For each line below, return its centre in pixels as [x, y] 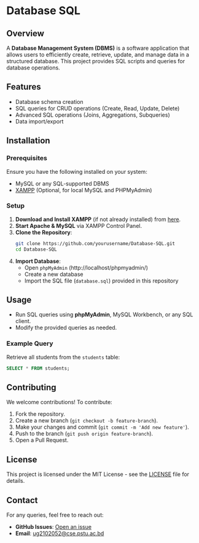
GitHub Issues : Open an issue [53, 526]
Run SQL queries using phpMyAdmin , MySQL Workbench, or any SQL [104, 314]
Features [24, 87]
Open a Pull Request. [42, 440]
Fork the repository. [40, 414]
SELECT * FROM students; [38, 368]
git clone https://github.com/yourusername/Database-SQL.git [95, 243]
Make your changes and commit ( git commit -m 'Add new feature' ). [102, 427]
